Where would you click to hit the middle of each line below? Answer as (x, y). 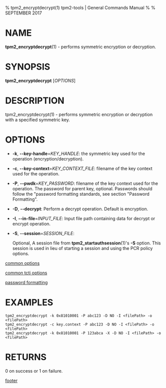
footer (11, 381)
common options (22, 263)
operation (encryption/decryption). (48, 158)
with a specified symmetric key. (38, 120)
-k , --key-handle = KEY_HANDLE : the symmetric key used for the (79, 154)
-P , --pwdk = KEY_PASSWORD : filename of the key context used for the (85, 183)
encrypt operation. (31, 224)
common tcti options (26, 273)
